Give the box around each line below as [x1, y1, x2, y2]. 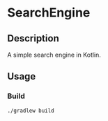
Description [7, 32, 59, 44]
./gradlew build [7, 107, 54, 114]
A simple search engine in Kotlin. [7, 50, 101, 59]
